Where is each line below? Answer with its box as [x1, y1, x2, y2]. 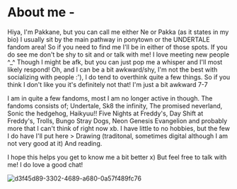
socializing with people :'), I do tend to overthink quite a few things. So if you [7, 72, 231, 81]
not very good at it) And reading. [7, 139, 103, 147]
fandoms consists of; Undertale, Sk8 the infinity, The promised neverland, [7, 101, 223, 110]
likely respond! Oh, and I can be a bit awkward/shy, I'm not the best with [7, 65, 218, 74]
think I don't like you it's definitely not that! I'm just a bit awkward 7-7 [7, 80, 208, 88]
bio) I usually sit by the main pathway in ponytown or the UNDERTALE [7, 35, 210, 43]
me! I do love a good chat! [7, 160, 83, 168]
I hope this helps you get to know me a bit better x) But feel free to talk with [7, 153, 227, 161]
